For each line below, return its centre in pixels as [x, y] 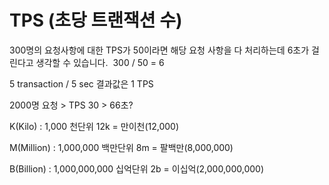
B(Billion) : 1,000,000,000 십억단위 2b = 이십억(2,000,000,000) [137, 168]
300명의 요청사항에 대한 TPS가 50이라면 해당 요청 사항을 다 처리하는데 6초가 [159, 50]
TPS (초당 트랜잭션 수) [96, 20]
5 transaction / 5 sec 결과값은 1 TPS [81, 83]
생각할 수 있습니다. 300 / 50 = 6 [100, 62]
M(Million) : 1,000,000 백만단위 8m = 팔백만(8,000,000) [121, 147]
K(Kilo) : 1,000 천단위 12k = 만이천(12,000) [94, 126]
